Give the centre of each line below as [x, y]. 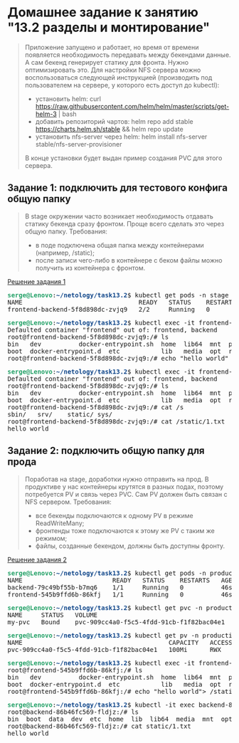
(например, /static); [65, 253]
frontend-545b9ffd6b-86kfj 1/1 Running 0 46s [120, 594]
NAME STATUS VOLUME [53, 615]
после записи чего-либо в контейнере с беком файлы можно [129, 260]
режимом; [51, 538]
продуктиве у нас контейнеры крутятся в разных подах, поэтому [124, 486]
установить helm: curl [68, 99]
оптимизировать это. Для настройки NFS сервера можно [113, 70]
